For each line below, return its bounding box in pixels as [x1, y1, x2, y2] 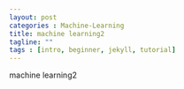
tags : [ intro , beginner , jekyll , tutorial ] [9, 46, 176, 55]
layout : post [9, 12, 57, 22]
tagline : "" [9, 37, 53, 47]
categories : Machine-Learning [9, 21, 125, 30]
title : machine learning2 [9, 29, 104, 38]
